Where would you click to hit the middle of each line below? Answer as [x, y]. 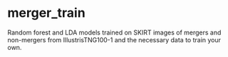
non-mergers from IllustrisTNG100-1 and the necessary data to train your [114, 39]
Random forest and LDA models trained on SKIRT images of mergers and [114, 32]
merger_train [46, 13]
